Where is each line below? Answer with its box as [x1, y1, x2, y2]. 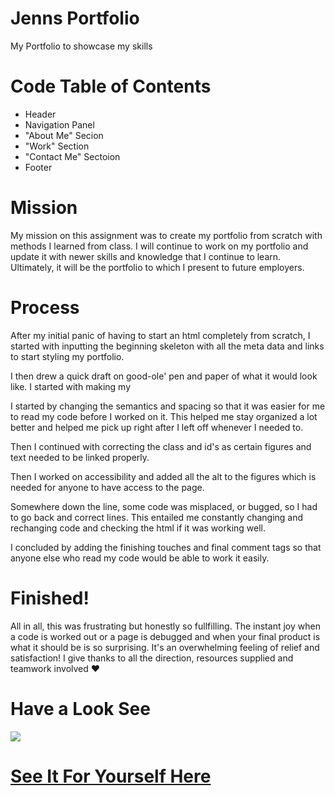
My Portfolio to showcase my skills [10, 40, 153, 52]
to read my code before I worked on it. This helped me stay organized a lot [10, 410, 318, 422]
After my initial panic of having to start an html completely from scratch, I [10, 329, 311, 341]
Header [24, 108, 57, 120]
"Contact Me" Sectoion [24, 150, 121, 162]
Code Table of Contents [10, 75, 212, 98]
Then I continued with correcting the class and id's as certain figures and [10, 440, 312, 452]
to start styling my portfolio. [10, 350, 125, 362]
